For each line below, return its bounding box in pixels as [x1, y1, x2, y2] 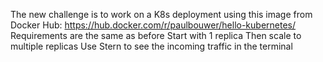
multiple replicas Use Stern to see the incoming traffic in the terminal [10, 40, 293, 52]
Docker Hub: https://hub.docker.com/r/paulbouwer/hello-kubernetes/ [10, 19, 297, 31]
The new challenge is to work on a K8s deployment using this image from [10, 9, 313, 20]
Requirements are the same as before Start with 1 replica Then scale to [10, 30, 302, 41]
